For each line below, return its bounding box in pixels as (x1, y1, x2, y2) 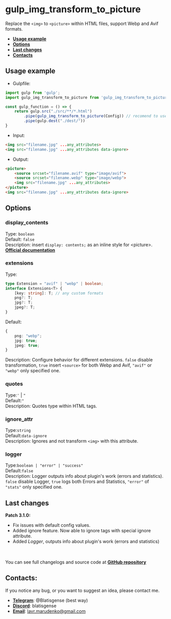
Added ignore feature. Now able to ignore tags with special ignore (12, 528, 151, 534)
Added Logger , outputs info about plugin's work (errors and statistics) (12, 538, 160, 545)
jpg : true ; (14, 338, 38, 343)
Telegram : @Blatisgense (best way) (12, 597, 88, 603)
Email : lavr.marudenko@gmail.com (12, 608, 86, 614)
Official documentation (5, 247, 55, 253)
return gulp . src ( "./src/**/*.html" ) (14, 109, 93, 114)
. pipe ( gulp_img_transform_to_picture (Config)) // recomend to (23, 114, 158, 119)
